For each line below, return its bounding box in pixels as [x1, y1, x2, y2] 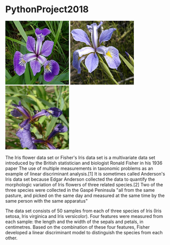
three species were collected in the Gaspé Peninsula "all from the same [5, 187, 155, 193]
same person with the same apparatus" [5, 198, 88, 204]
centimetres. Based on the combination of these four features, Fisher [5, 224, 150, 230]
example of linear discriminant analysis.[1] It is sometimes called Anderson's [5, 170, 165, 177]
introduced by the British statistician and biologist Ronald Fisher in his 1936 [5, 160, 163, 166]
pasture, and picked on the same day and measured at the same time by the [5, 192, 165, 199]
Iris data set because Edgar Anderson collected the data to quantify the [5, 176, 155, 182]
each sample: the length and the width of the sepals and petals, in [5, 218, 144, 225]
